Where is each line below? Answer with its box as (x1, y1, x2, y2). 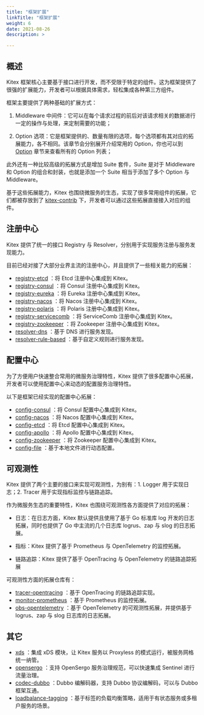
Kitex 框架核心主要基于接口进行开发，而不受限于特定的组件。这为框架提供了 (6, 78, 197, 85)
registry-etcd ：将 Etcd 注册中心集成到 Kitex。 (15, 274, 132, 282)
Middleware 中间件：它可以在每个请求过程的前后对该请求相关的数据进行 (15, 112, 196, 119)
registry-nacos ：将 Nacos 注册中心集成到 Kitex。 (15, 297, 140, 305)
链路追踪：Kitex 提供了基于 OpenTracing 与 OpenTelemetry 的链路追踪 (15, 555, 192, 563)
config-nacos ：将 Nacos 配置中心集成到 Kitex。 (15, 413, 137, 421)
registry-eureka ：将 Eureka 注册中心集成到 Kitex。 (15, 290, 144, 297)
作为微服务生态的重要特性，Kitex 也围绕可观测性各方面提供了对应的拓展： (6, 501, 191, 509)
